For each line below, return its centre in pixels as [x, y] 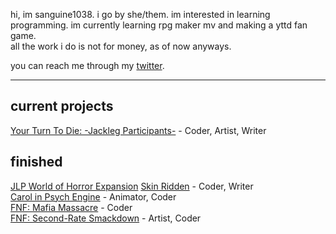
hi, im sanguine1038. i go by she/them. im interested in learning [140, 14]
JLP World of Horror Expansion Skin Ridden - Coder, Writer [132, 186]
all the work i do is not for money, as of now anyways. [121, 46]
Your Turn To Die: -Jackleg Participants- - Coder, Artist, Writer [138, 130]
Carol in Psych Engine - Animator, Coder [93, 196]
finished [36, 162]
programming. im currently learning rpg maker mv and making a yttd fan [159, 25]
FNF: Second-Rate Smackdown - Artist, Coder [106, 218]
